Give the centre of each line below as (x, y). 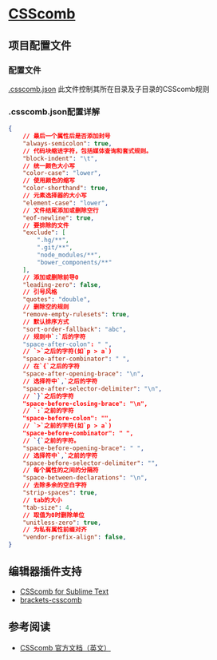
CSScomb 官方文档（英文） (65, 647)
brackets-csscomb (51, 599)
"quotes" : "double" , (57, 300)
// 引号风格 (40, 292)
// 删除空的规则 (46, 307)
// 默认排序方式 (46, 322)
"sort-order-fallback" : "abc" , (75, 329)
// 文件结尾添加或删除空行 (61, 210)
